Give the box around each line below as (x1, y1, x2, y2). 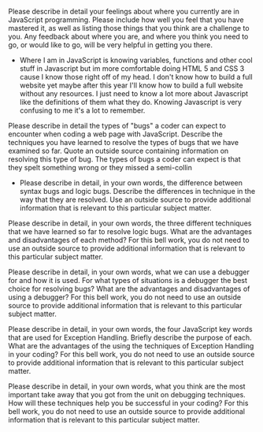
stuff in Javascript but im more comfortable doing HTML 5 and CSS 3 (19, 64, 245, 73)
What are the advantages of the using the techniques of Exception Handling (8, 341, 254, 350)
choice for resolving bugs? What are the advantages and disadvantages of (8, 284, 250, 293)
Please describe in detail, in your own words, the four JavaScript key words (8, 325, 254, 333)
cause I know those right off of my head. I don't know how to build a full (19, 73, 254, 81)
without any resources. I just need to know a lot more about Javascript (19, 89, 249, 98)
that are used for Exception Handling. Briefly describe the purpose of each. (8, 333, 252, 342)
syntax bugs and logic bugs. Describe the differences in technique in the (19, 187, 256, 196)
